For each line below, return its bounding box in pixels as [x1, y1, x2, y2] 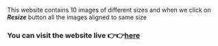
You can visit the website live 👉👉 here [7, 30, 141, 40]
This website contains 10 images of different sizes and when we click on [7, 6, 211, 14]
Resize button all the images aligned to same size [7, 13, 147, 21]
